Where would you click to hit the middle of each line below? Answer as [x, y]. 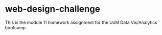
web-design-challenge [53, 9]
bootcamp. [16, 27]
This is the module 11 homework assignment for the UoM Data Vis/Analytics [81, 22]
